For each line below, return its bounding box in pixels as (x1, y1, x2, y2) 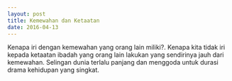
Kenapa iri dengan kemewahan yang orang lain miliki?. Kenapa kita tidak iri (7, 43, 226, 52)
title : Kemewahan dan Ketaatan (7, 17, 100, 24)
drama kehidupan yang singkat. (7, 65, 99, 75)
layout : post (7, 10, 46, 18)
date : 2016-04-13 (7, 23, 59, 31)
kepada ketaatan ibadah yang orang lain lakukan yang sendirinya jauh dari (7, 50, 224, 59)
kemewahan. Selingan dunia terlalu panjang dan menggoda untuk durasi (7, 58, 219, 67)
